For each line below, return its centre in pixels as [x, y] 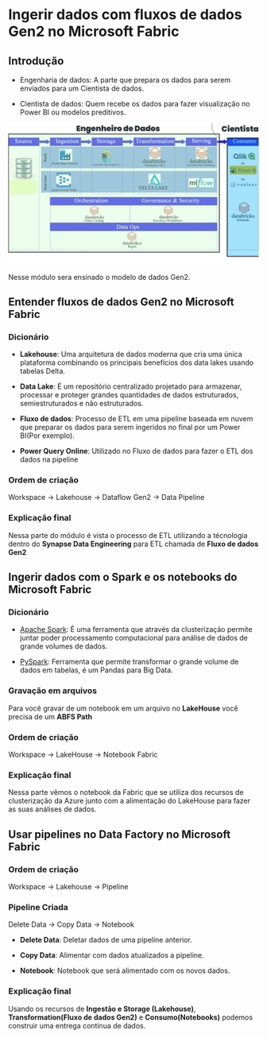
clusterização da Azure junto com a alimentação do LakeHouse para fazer [130, 801]
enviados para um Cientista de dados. [82, 88]
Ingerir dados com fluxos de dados [125, 15]
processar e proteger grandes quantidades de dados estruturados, [129, 395]
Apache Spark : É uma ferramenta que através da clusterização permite [136, 629]
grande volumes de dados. [64, 646]
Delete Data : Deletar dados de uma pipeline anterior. [106, 940]
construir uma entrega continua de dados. [77, 1025]
